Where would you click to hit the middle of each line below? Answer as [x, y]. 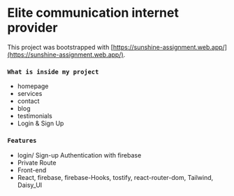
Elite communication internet [93, 13]
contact [28, 101]
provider [32, 28]
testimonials [35, 116]
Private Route [37, 162]
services [30, 94]
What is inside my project [53, 72]
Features [22, 141]
